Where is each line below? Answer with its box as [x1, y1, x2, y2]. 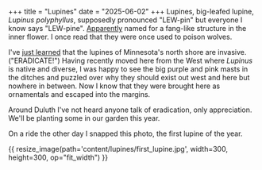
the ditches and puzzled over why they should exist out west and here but [8, 73, 250, 82]
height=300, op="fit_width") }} [8, 153, 109, 162]
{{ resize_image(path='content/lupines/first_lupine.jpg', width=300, [8, 145, 229, 153]
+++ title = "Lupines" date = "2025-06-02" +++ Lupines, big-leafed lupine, [8, 7, 254, 16]
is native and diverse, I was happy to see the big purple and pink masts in [8, 64, 249, 74]
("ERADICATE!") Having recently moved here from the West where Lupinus [8, 56, 252, 65]
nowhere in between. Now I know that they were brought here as [8, 81, 221, 91]
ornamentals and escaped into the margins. [8, 90, 151, 99]
